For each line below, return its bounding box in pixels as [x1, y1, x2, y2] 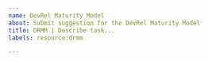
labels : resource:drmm [8, 33, 83, 42]
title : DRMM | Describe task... [8, 26, 115, 34]
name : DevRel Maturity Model [8, 11, 105, 20]
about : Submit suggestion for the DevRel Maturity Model [8, 19, 201, 27]
